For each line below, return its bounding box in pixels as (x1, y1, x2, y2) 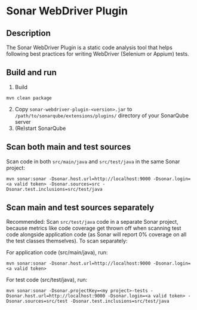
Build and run (6, 68, 57, 78)
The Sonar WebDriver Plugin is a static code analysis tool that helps (6, 44, 173, 51)
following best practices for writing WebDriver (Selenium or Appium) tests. (6, 50, 189, 57)
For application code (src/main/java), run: (6, 249, 108, 256)
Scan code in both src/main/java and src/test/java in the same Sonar (6, 157, 180, 165)
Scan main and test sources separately (6, 202, 154, 213)
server (14, 118, 31, 125)
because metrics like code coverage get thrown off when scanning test (6, 224, 181, 232)
